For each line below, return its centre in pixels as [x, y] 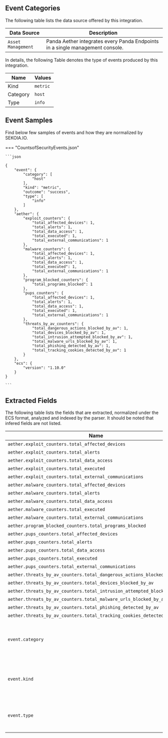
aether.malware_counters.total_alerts [54, 493]
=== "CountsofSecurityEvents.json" [42, 147]
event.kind [20, 679]
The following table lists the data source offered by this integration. [74, 20]
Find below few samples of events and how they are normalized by [74, 132]
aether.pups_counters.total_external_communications [72, 567]
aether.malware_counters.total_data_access [60, 501]
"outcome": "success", [47, 192]
